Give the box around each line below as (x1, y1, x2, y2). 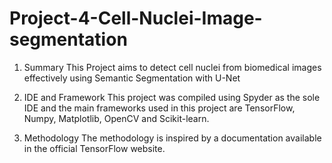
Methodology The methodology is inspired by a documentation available (23, 132, 322, 144)
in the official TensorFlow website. (23, 142, 166, 154)
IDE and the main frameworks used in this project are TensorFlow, (23, 102, 296, 114)
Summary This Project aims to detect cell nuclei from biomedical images (23, 61, 322, 73)
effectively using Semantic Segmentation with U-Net (23, 72, 241, 84)
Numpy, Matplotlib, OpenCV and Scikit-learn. (23, 112, 210, 124)
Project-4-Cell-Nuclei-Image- (9, 7, 263, 30)
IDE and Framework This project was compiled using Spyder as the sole (23, 91, 321, 103)
